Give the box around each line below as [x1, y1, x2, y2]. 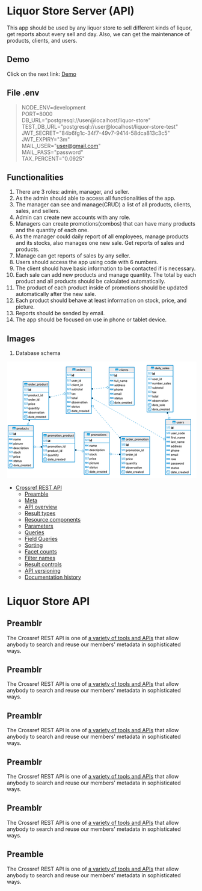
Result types [24, 510, 56, 517]
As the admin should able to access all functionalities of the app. [15, 194, 176, 202]
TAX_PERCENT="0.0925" [21, 155, 85, 162]
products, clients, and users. [7, 37, 78, 44]
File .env [7, 88, 40, 98]
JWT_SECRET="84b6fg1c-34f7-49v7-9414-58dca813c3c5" [21, 129, 170, 137]
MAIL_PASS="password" [21, 149, 84, 156]
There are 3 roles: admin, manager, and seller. [15, 188, 130, 196]
